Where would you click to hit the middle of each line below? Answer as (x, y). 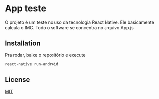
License (18, 80)
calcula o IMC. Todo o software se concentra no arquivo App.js (69, 27)
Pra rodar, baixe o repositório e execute (45, 55)
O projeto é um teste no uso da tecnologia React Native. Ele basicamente (80, 22)
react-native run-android (32, 64)
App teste (26, 9)
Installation (23, 43)
